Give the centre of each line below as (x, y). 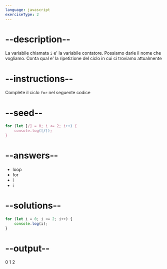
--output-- (27, 248)
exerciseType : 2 (22, 15)
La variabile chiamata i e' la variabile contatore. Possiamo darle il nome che (83, 53)
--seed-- (24, 113)
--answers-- (32, 156)
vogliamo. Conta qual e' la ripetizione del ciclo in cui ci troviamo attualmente (83, 59)
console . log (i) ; (31, 223)
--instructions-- (39, 79)
